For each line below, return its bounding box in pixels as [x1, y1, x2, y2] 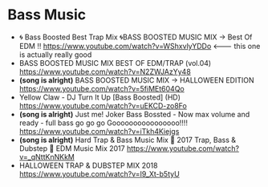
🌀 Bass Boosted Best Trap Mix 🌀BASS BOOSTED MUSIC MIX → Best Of [18, 32, 253, 42]
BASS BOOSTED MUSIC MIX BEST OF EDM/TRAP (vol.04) [18, 58, 212, 67]
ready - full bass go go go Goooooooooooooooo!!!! [18, 118, 188, 128]
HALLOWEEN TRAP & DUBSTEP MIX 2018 [18, 161, 158, 170]
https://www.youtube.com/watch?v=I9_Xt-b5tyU [18, 169, 180, 178]
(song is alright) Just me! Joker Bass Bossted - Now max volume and [18, 109, 250, 119]
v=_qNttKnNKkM [18, 152, 75, 161]
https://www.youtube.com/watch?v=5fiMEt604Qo [18, 83, 185, 93]
